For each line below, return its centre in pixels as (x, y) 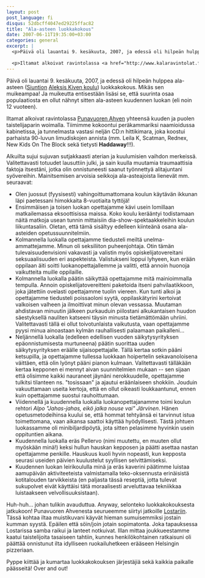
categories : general (33, 40)
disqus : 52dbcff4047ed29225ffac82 (50, 23)
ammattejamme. (35, 246)
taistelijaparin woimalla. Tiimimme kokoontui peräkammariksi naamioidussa (101, 125)
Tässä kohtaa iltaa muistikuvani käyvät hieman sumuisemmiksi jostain (94, 518)
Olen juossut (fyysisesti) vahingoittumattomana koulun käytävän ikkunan (106, 194)
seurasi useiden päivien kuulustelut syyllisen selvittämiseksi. (91, 460)
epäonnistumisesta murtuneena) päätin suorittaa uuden (85, 343)
